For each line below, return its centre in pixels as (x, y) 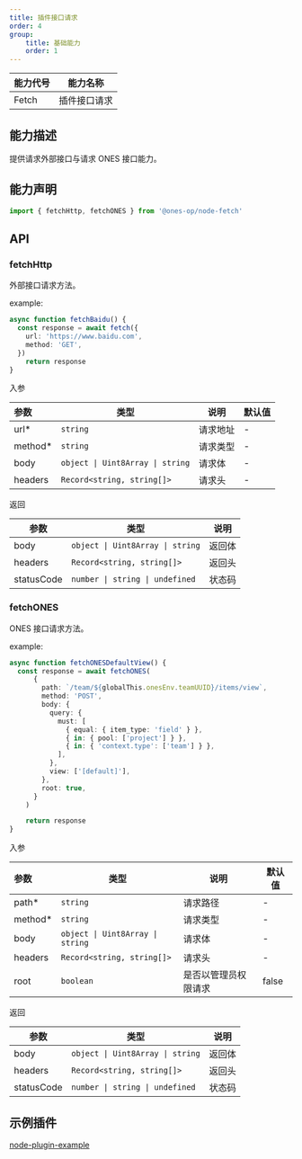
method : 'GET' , (54, 344)
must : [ (72, 721)
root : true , (64, 788)
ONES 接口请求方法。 (49, 628)
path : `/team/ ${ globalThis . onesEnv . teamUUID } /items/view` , (155, 688)
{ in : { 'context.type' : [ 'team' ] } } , (141, 746)
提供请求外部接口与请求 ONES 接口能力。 (85, 158)
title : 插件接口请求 (44, 18)
